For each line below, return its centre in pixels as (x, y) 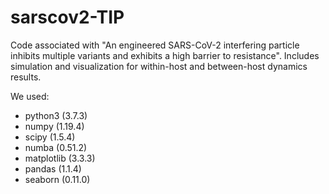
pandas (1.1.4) (53, 168)
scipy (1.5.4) (50, 137)
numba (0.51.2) (56, 147)
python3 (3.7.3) (56, 115)
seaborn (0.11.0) (57, 179)
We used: (30, 96)
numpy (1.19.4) (54, 126)
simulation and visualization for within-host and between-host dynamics (159, 66)
